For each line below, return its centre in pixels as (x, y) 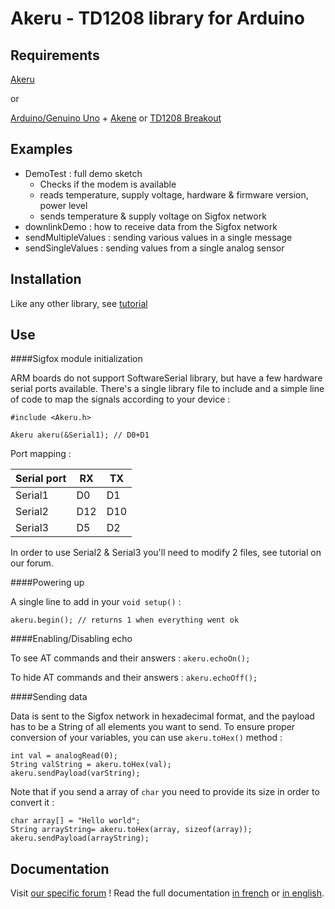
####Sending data (49, 697)
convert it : (32, 803)
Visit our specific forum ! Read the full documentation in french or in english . (167, 893)
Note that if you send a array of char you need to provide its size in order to (165, 792)
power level (63, 205)
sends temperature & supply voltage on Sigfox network (153, 216)
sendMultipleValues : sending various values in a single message (158, 237)
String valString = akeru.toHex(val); (91, 765)
